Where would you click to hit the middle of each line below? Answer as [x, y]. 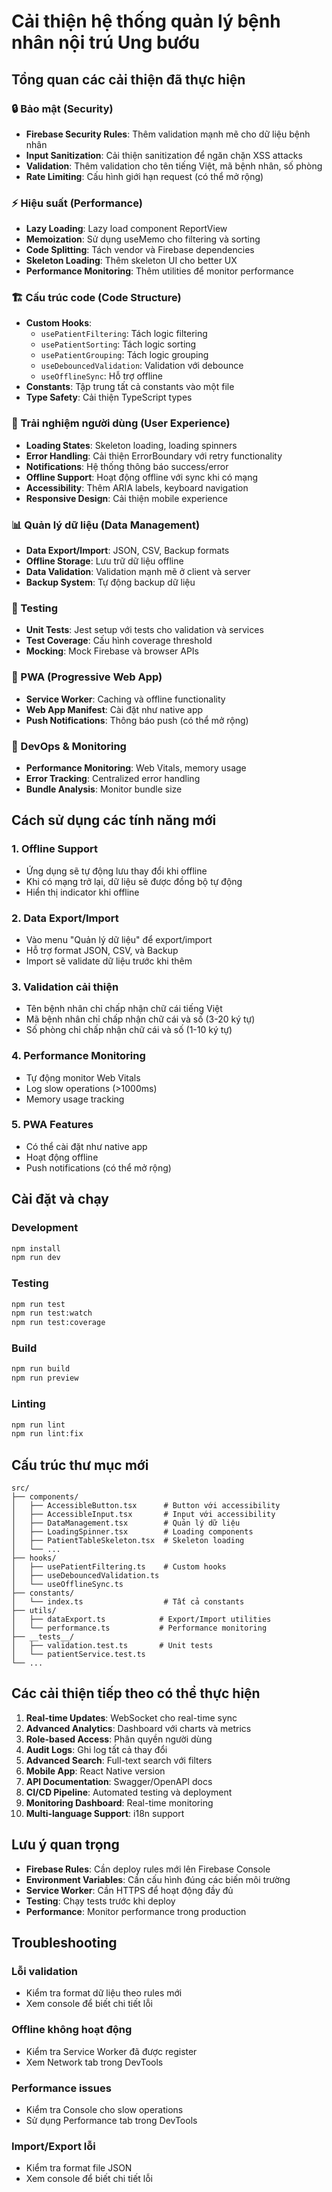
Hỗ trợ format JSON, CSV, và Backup [102, 950]
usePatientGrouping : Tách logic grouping [124, 355]
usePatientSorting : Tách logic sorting [118, 344]
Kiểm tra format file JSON [79, 2168]
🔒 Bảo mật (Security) [62, 108]
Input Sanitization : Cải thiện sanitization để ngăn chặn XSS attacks [164, 155]
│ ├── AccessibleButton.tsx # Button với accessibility [146, 1506]
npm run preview [45, 1378]
